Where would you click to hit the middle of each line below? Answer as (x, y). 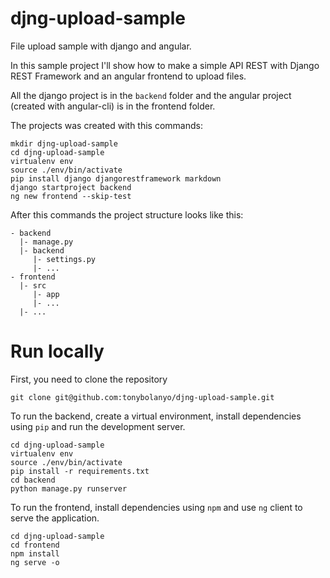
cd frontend (35, 545)
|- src (33, 285)
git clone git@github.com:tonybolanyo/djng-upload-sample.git (142, 397)
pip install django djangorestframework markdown (116, 178)
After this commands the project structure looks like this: (127, 214)
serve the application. (55, 518)
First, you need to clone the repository (89, 379)
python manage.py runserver (69, 488)
